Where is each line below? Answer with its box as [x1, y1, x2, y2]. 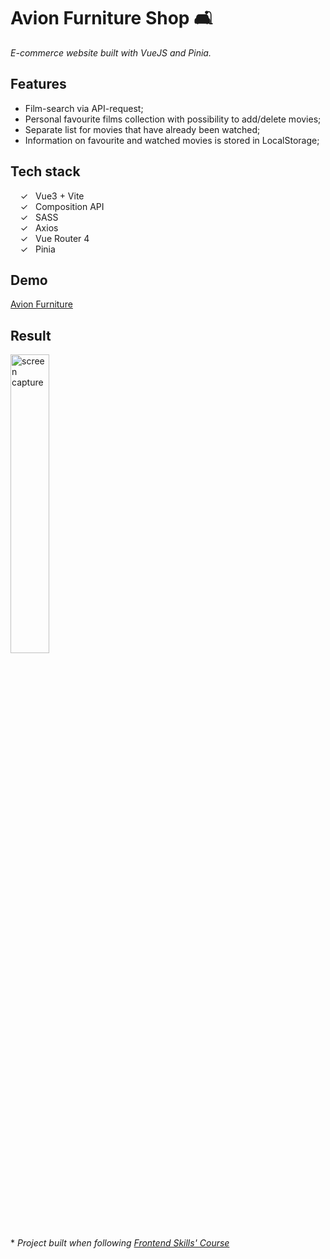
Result [10, 327, 52, 344]
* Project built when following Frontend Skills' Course [10, 1237, 230, 1249]
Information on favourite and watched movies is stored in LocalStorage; [24, 134, 320, 146]
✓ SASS [19, 211, 59, 223]
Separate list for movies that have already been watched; [24, 123, 261, 135]
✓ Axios [19, 221, 59, 234]
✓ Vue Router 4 [19, 232, 90, 244]
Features [10, 76, 67, 93]
